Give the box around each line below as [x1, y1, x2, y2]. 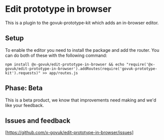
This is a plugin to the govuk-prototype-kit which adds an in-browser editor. [5, 20, 159, 26]
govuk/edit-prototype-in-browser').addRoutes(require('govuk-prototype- [5, 66, 158, 71]
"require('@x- [126, 62, 155, 67]
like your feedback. [5, 102, 44, 108]
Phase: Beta [5, 84, 43, 92]
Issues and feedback [5, 116, 70, 125]
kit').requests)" [5, 70, 41, 75]
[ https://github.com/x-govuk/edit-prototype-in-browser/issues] [5, 130, 134, 136]
